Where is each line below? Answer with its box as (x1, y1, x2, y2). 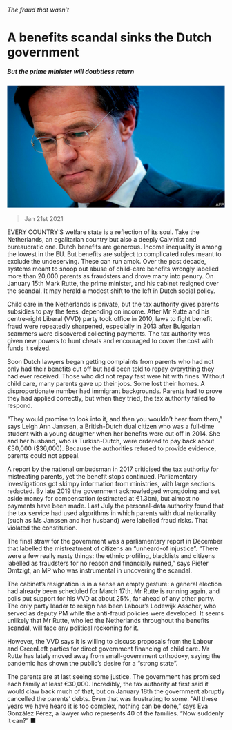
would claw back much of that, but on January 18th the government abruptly (7, 687, 225, 695)
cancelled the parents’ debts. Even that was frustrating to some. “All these (7, 695, 217, 703)
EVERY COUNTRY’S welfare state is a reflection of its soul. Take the (7, 228, 200, 236)
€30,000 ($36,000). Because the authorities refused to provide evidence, (7, 444, 216, 452)
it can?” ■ (7, 717, 37, 725)
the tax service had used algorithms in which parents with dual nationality (7, 509, 217, 517)
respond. (7, 401, 33, 410)
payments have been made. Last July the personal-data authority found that (7, 501, 224, 510)
